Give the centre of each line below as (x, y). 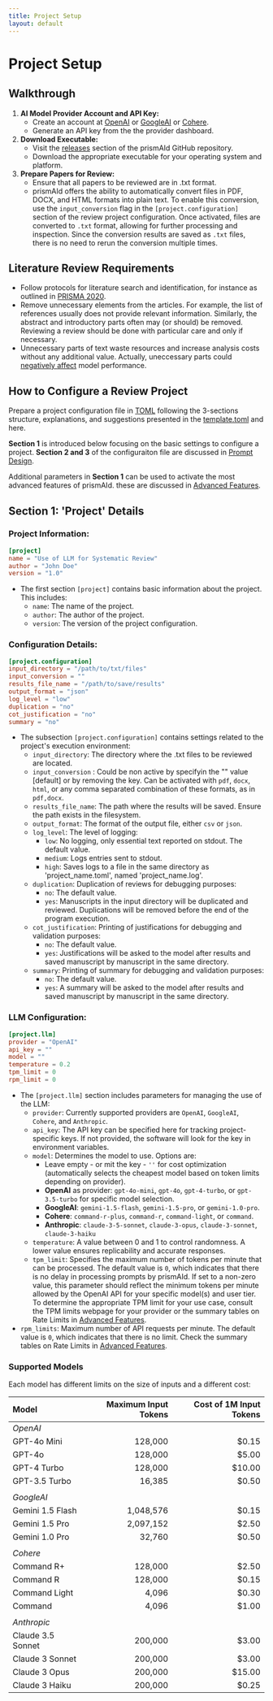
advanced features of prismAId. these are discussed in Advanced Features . (135, 485)
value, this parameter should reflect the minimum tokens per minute (146, 1285)
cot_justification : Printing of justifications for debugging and (137, 927)
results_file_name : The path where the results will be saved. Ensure (147, 806)
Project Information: (49, 534)
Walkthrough (42, 94)
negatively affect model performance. (83, 366)
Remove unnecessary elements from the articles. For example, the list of (141, 305)
